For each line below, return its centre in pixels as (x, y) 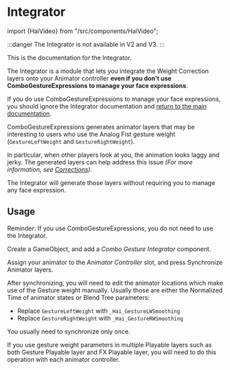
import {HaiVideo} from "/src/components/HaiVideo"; (83, 31)
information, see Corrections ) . (50, 169)
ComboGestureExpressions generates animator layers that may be (101, 127)
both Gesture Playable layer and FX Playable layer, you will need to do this (112, 352)
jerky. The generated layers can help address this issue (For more (100, 162)
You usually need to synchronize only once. (69, 331)
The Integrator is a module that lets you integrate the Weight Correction (108, 71)
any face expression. (37, 190)
